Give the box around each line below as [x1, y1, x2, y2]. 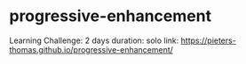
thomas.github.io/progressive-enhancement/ [9, 44, 173, 54]
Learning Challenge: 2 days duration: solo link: [9, 35, 179, 46]
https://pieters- [180, 35, 237, 46]
